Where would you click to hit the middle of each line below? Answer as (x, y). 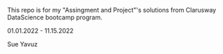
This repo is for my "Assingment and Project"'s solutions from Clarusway (112, 10)
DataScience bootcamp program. (55, 17)
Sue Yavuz (23, 44)
